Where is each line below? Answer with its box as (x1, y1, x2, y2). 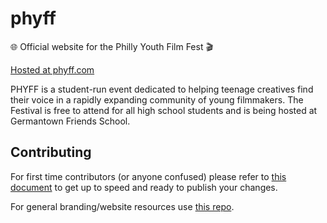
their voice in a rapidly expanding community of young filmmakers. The (10, 93, 304, 106)
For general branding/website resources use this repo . (10, 200, 235, 212)
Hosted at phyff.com (10, 63, 95, 76)
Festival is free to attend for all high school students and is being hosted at (10, 104, 318, 116)
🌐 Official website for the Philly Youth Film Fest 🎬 (10, 40, 213, 52)
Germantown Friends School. (10, 115, 131, 127)
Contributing (10, 144, 92, 161)
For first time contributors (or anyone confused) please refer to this (10, 170, 287, 182)
